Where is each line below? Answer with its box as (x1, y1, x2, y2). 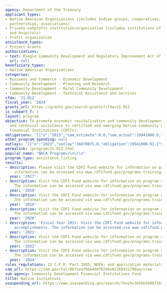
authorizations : (5, 49, 39, 54)
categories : (5, 72, 30, 77)
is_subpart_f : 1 (5, 109, 39, 115)
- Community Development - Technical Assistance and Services (5, 91, 137, 96)
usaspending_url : (5, 281, 41, 286)
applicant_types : (5, 12, 41, 17)
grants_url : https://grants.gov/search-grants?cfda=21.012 (5, 105, 130, 110)
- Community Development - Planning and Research (5, 81, 110, 86)
